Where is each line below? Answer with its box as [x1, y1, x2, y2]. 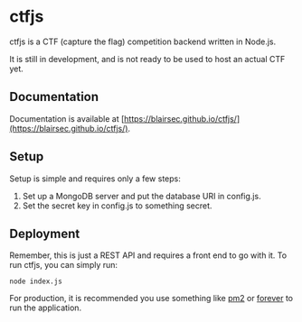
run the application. [9, 302, 82, 313]
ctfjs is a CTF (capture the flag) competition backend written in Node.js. [9, 36, 277, 47]
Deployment [9, 225, 80, 241]
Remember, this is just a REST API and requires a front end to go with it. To [9, 250, 288, 261]
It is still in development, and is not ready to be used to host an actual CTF [9, 53, 286, 64]
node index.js [9, 277, 63, 286]
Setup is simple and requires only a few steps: [9, 173, 181, 184]
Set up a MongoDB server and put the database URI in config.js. [22, 190, 261, 201]
